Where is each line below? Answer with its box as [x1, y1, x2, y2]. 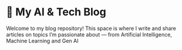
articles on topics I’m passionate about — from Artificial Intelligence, [6, 31, 173, 38]
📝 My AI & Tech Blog [6, 5, 106, 19]
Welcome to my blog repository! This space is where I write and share [6, 25, 176, 32]
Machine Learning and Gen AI [6, 37, 79, 44]
